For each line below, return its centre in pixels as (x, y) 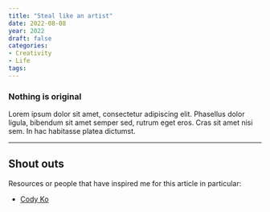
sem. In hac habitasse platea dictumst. (72, 131)
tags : (17, 69)
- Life (19, 61)
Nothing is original (45, 96)
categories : (28, 46)
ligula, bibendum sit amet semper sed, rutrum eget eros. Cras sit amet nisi (131, 123)
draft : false (30, 38)
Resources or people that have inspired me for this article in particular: (125, 183)
